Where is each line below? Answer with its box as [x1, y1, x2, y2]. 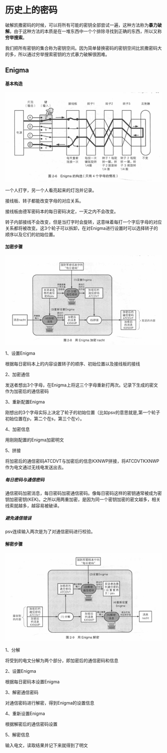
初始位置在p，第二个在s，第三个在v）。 [5, 416, 84, 422]
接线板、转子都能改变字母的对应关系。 [5, 197, 83, 203]
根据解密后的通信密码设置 [5, 721, 58, 727]
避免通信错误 [5, 515, 31, 521]
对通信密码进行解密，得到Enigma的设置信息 [5, 700, 94, 706]
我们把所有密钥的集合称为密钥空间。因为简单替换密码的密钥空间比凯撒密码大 [5, 45, 162, 51]
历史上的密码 [5, 4, 58, 16]
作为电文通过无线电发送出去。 [5, 464, 66, 470]
